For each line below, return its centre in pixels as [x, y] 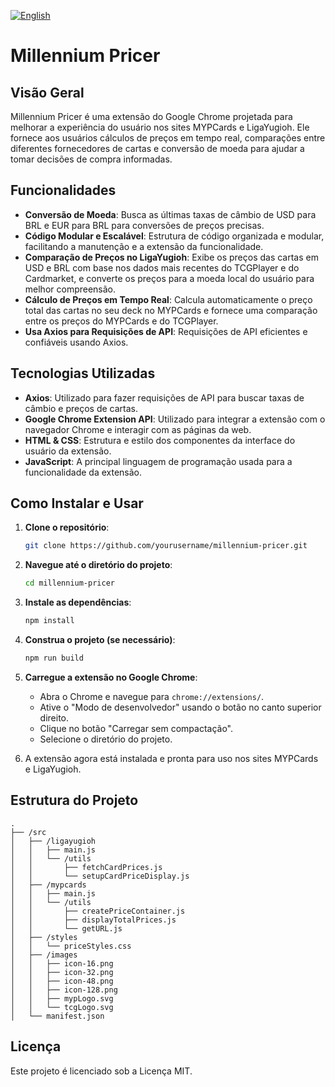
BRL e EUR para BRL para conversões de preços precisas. [144, 225]
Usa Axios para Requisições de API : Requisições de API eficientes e [166, 331]
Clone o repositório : [67, 527]
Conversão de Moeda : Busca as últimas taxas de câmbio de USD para [170, 214]
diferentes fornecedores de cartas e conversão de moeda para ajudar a [157, 148]
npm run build [54, 658]
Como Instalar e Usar [77, 503]
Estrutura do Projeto [74, 800]
